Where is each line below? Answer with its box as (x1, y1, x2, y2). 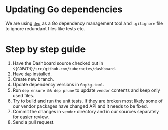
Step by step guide (5, 44, 86, 55)
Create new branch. (12, 76, 54, 82)
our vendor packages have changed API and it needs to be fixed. (12, 103, 148, 109)
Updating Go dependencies (5, 4, 123, 15)
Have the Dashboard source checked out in (12, 60, 104, 66)
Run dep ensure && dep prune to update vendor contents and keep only (12, 87, 160, 93)
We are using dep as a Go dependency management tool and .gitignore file (5, 20, 163, 26)
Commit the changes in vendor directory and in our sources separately (12, 108, 159, 114)
